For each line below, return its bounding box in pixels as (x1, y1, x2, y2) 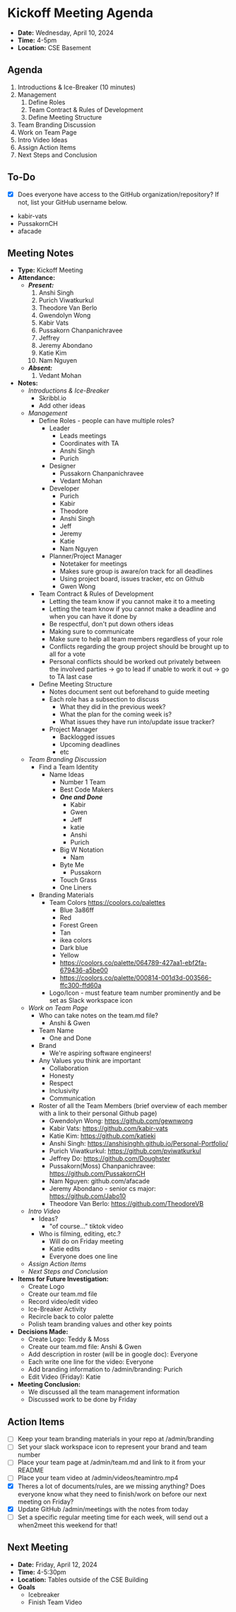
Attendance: (17, 274, 55, 282)
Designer (49, 462, 76, 470)
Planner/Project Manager (49, 552, 122, 560)
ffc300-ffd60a (59, 981, 102, 990)
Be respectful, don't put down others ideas (49, 620, 175, 629)
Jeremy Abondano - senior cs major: (49, 1185, 157, 1193)
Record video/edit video (28, 1297, 98, 1306)
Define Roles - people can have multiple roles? (38, 417, 175, 425)
